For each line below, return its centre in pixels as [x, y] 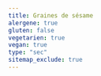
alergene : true [33, 23]
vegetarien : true [37, 38]
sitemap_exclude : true [45, 60]
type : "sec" [28, 52]
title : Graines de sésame [50, 15]
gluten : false [32, 30]
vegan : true [28, 45]
